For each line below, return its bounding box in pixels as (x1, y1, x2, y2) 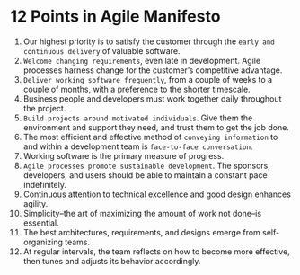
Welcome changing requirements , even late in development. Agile (22, 55, 261, 66)
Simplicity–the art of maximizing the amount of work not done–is (22, 208, 262, 218)
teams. (65, 236, 91, 247)
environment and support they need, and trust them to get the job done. (22, 121, 290, 132)
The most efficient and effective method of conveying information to (22, 131, 278, 142)
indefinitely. (22, 179, 66, 190)
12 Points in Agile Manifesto (10, 6, 221, 27)
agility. (22, 198, 49, 208)
